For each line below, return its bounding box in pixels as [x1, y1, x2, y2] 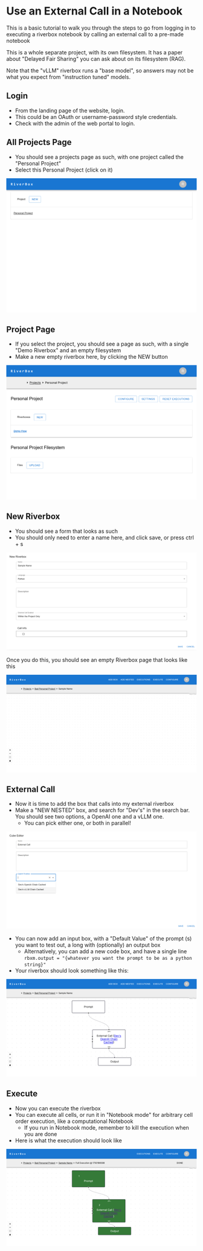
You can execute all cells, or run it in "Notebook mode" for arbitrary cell [14, 1111, 193, 1118]
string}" [24, 962, 47, 968]
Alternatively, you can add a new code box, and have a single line [24, 947, 187, 955]
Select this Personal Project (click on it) [14, 166, 113, 173]
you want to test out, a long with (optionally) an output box [14, 941, 161, 948]
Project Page [6, 324, 56, 335]
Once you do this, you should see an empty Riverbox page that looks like [6, 656, 188, 663]
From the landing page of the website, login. [14, 107, 125, 114]
